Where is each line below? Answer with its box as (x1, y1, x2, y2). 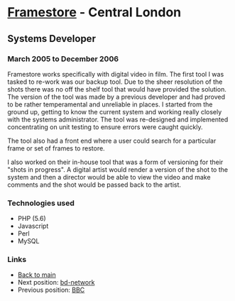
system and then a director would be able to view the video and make (7, 173, 211, 181)
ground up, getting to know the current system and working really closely (7, 107, 222, 116)
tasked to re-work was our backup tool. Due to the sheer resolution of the (7, 77, 223, 86)
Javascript (17, 221, 49, 231)
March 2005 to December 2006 (7, 54, 119, 64)
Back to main (17, 270, 56, 279)
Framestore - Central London (7, 4, 182, 21)
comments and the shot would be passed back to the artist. (7, 180, 182, 189)
